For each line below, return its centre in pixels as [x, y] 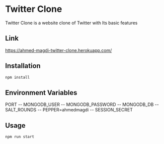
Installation [23, 66]
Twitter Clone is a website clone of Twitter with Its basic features [71, 23]
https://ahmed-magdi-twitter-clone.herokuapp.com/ [59, 50]
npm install [17, 77]
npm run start [20, 137]
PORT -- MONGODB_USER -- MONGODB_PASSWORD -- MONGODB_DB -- [82, 104]
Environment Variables [41, 93]
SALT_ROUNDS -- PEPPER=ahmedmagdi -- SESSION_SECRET [69, 110]
